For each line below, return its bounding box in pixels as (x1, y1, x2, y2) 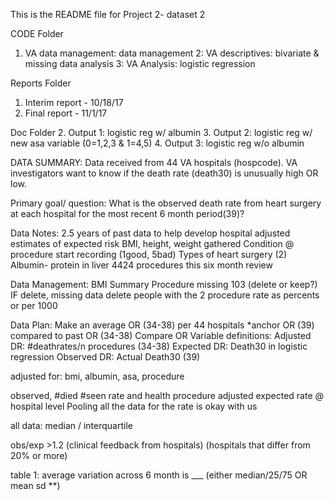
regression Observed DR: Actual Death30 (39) (10, 351, 201, 363)
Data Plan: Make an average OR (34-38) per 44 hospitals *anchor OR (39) (10, 319, 315, 331)
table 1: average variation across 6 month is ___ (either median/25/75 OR (10, 469, 308, 481)
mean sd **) (10, 480, 61, 491)
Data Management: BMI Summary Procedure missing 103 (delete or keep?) (10, 279, 318, 290)
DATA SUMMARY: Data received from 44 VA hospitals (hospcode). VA (10, 157, 298, 168)
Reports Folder (10, 77, 72, 89)
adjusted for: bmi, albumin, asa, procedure (10, 370, 185, 382)
